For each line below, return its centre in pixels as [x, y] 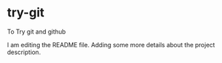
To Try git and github [37, 32]
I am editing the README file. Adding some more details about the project [111, 45]
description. [24, 52]
